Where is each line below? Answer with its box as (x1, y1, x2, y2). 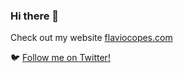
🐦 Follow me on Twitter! (10, 52, 111, 64)
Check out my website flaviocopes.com (10, 32, 173, 44)
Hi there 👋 (10, 9, 60, 23)
